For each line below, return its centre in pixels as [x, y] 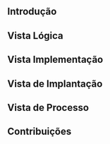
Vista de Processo [48, 108]
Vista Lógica [35, 36]
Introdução [32, 12]
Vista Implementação [55, 60]
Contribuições [39, 132]
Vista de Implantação [55, 84]
